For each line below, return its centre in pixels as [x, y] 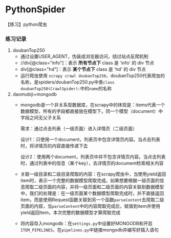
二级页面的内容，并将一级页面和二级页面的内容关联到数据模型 [99, 187]
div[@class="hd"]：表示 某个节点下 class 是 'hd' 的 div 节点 [83, 69]
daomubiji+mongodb [35, 94]
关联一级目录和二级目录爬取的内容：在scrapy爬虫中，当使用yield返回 [93, 174]
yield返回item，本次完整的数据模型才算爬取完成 [70, 213]
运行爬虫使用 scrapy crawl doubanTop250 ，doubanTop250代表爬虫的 [93, 76]
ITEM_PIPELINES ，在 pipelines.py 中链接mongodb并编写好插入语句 [89, 230]
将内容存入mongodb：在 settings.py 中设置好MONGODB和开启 [86, 224]
